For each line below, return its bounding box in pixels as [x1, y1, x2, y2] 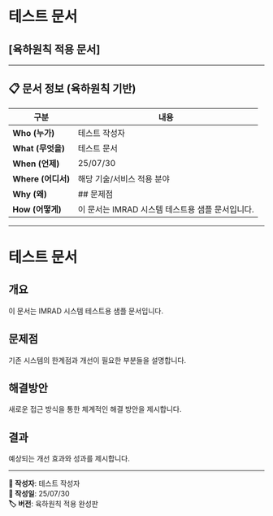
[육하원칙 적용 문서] [8, 42, 101, 56]
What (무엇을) [12, 142, 65, 154]
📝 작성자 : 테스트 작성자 [8, 479, 80, 488]
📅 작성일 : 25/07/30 [8, 489, 71, 499]
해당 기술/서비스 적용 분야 [77, 173, 171, 184]
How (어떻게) [12, 203, 63, 215]
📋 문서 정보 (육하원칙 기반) [8, 82, 136, 96]
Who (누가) [12, 127, 55, 138]
